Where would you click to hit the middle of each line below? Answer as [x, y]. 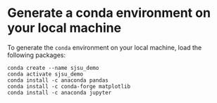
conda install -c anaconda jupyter [60, 92]
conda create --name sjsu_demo [53, 68]
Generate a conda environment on [109, 13]
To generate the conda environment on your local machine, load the [105, 47]
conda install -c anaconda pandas [58, 80]
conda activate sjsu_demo [45, 74]
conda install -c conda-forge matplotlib [69, 86]
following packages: [37, 55]
